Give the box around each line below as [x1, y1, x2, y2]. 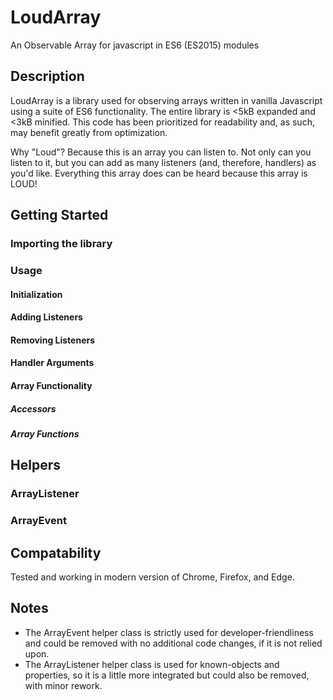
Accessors [10, 402, 57, 415]
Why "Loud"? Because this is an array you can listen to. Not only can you [10, 146, 312, 158]
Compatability [10, 544, 102, 561]
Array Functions [10, 427, 80, 440]
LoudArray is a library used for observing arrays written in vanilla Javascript [10, 94, 323, 106]
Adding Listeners [10, 311, 83, 323]
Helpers [10, 457, 61, 474]
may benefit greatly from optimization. [10, 126, 168, 138]
